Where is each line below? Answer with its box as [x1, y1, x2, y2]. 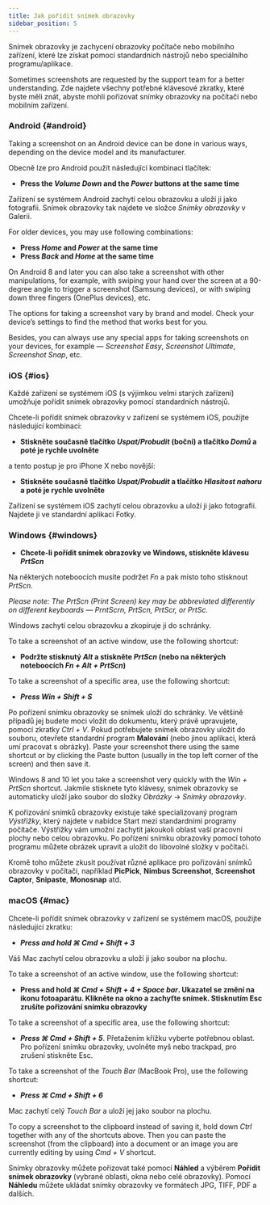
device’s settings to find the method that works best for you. [8, 317, 208, 327]
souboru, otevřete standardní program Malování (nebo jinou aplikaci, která [8, 733, 256, 744]
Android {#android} [8, 120, 87, 132]
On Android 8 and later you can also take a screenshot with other [8, 267, 225, 276]
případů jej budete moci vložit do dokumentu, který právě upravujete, [8, 716, 239, 726]
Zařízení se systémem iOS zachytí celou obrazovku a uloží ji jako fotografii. [8, 501, 257, 511]
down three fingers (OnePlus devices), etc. [8, 293, 151, 302]
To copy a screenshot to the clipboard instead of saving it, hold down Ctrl [8, 1121, 252, 1131]
